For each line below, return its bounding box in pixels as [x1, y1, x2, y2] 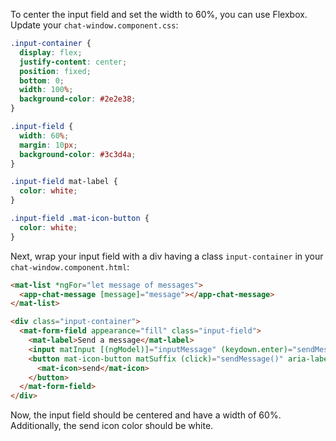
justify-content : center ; [19, 57, 128, 67]
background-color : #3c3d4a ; [19, 149, 137, 159]
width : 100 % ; [19, 85, 74, 95]
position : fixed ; [19, 66, 92, 76]
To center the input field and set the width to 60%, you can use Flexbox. [10, 9, 308, 20]
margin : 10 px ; [19, 140, 78, 150]
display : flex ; [19, 47, 83, 58]
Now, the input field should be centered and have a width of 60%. [10, 409, 282, 421]
